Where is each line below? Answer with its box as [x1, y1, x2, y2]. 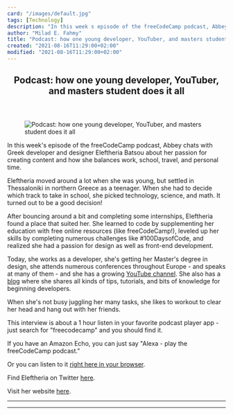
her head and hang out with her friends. [7, 306, 121, 314]
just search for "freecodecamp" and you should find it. [7, 326, 163, 335]
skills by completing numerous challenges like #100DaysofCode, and [7, 234, 204, 242]
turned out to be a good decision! [7, 199, 103, 207]
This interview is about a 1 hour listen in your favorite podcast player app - [7, 319, 219, 327]
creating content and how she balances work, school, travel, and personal [7, 156, 218, 164]
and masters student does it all [48, 85, 185, 97]
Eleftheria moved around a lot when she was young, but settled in [7, 177, 194, 185]
